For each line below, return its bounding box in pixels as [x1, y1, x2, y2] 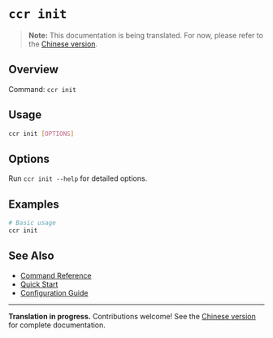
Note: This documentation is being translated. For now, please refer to [28, 30, 264, 40]
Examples [8, 197, 59, 211]
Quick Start [19, 279, 58, 289]
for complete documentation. [8, 320, 106, 330]
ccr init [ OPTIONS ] [8, 129, 75, 138]
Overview [8, 63, 59, 77]
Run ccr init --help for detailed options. [8, 173, 148, 183]
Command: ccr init [8, 84, 77, 94]
